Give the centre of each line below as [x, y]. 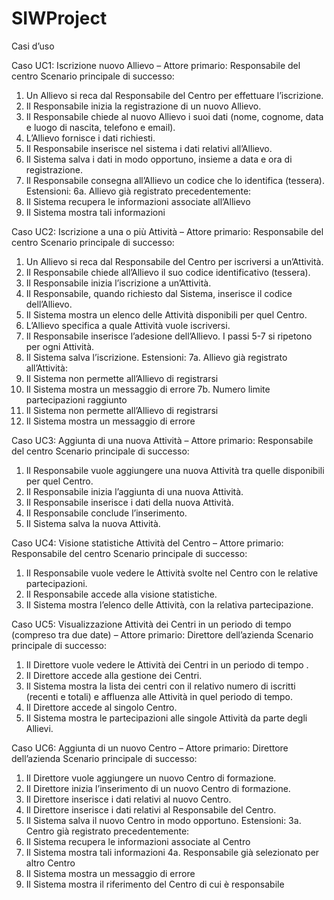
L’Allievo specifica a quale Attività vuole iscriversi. [128, 325]
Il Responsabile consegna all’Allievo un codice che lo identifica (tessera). [175, 180]
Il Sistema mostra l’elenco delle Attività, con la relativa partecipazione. [169, 604]
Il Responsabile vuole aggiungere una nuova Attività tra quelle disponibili [175, 470]
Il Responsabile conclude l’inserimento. [106, 513]
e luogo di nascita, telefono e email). [100, 127]
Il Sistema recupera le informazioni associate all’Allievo [138, 201]
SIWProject [59, 18]
